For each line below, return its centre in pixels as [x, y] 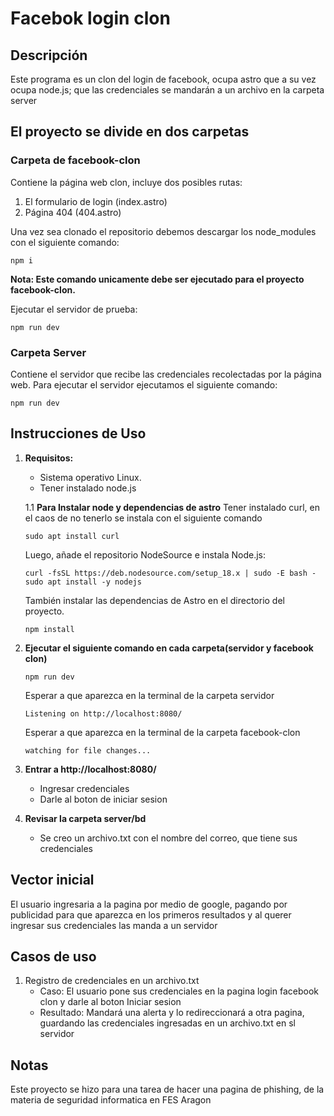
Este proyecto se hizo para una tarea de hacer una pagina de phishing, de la [167, 1089]
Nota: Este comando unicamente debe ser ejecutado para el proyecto [157, 279]
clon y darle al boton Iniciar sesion [110, 1002]
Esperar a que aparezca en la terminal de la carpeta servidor [149, 695]
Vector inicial [52, 880]
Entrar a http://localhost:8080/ [90, 769]
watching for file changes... [88, 750]
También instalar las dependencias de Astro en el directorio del [154, 600]
